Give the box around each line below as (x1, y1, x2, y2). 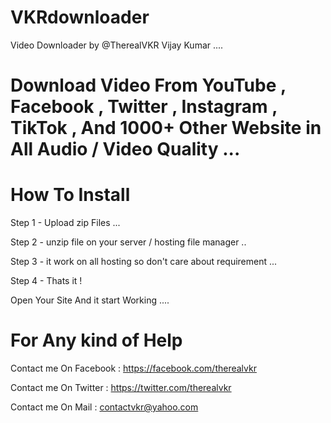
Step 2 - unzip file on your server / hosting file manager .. (10, 236, 247, 248)
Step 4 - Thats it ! (10, 275, 83, 287)
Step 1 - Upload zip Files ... (10, 217, 121, 229)
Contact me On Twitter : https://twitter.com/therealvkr (10, 382, 232, 393)
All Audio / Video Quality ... (10, 138, 241, 161)
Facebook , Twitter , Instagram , (10, 96, 278, 118)
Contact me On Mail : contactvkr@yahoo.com (10, 401, 199, 413)
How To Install (10, 184, 131, 206)
